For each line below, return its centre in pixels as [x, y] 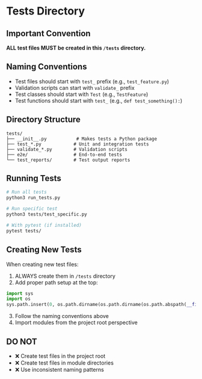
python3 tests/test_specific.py [47, 215]
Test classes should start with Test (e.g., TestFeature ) [81, 94]
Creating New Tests [44, 250]
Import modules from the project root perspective [76, 323]
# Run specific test [32, 209]
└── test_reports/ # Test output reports [68, 160]
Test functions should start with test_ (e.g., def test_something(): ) [99, 100]
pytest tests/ [24, 231]
